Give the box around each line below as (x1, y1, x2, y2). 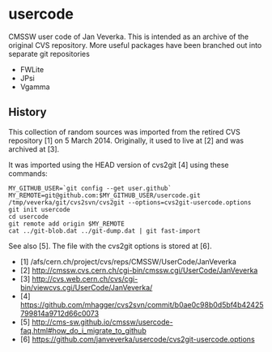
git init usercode (8, 205, 70, 213)
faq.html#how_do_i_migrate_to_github (19, 325, 147, 335)
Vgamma (19, 82, 50, 92)
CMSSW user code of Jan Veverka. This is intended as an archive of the (8, 32, 249, 41)
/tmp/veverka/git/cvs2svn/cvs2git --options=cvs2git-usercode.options (8, 198, 252, 207)
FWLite (19, 64, 45, 74)
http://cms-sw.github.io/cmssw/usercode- (32, 317, 173, 327)
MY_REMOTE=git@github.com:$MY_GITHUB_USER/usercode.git (8, 191, 201, 200)
